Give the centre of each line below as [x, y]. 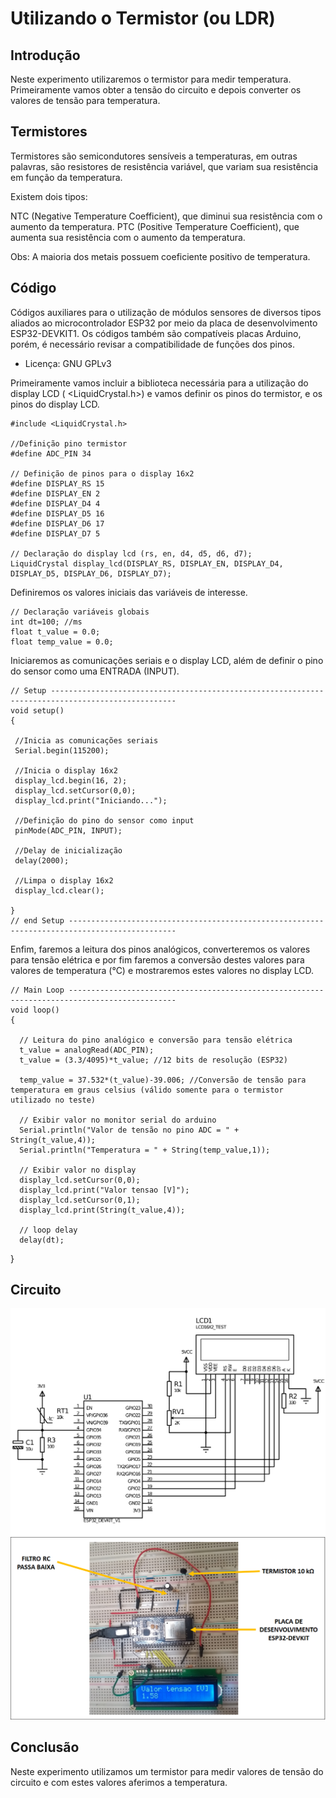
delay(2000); [42, 860]
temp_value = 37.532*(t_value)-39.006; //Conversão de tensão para [163, 1080]
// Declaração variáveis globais [80, 612]
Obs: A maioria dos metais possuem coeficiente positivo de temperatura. [160, 256]
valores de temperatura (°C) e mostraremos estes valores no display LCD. [162, 970]
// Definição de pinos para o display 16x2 [102, 473]
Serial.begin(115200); [62, 750]
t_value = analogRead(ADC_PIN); [87, 1050]
